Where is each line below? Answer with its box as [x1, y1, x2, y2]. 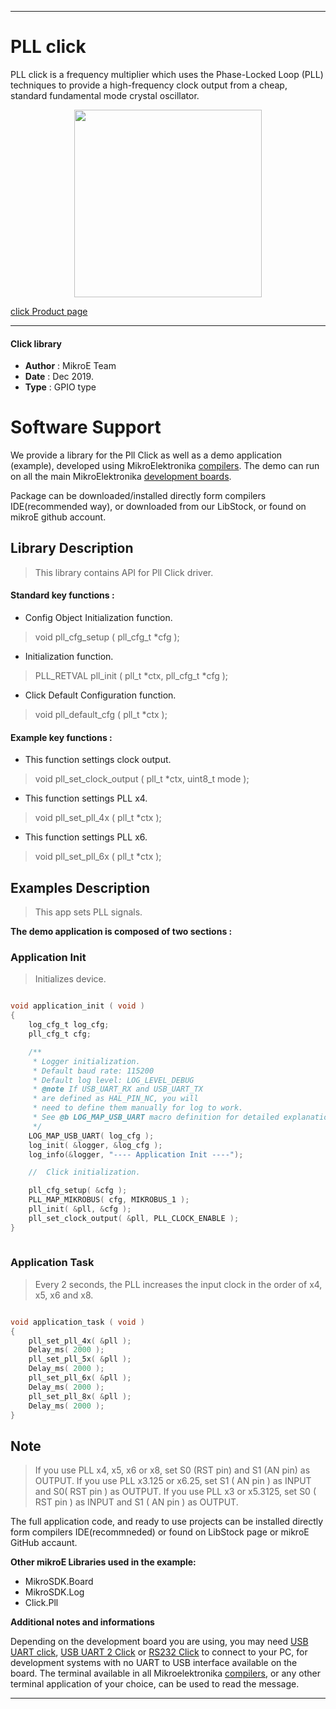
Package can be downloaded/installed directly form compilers [10, 490, 267, 502]
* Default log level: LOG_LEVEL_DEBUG [32, 1075, 195, 1085]
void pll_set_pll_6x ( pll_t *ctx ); [34, 851, 162, 863]
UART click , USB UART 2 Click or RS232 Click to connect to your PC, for [10, 1646, 308, 1658]
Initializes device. [34, 973, 107, 985]
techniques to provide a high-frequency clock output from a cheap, [10, 79, 288, 91]
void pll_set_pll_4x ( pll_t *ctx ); [34, 812, 162, 824]
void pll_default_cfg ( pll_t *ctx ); [34, 709, 168, 721]
